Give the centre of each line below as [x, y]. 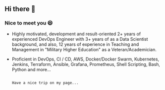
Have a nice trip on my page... [45, 83]
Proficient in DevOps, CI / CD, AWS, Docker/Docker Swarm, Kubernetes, [85, 59]
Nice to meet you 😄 [29, 23]
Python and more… [31, 69]
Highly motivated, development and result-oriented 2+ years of [76, 34]
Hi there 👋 [20, 9]
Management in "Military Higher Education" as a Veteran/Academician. [84, 49]
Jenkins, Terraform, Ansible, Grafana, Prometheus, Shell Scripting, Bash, [86, 64]
